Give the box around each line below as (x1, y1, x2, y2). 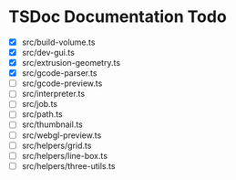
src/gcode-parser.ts (21, 68, 97, 79)
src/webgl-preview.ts (21, 130, 102, 141)
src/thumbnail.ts (21, 119, 84, 130)
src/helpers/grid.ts (21, 140, 92, 151)
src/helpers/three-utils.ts (21, 160, 116, 171)
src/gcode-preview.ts (21, 78, 103, 89)
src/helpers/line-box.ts (21, 150, 108, 161)
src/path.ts (21, 109, 63, 120)
